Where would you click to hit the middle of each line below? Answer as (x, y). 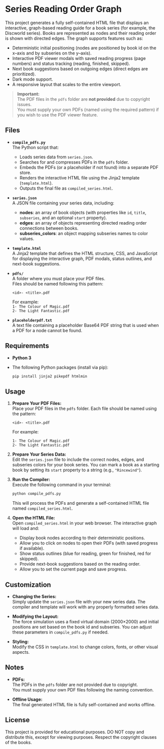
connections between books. (49, 228)
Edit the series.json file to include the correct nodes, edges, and (78, 460)
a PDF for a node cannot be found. (47, 330)
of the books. (18, 742)
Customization (28, 585)
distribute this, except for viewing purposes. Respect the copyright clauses (81, 737)
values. (27, 238)
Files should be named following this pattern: (58, 284)
